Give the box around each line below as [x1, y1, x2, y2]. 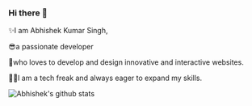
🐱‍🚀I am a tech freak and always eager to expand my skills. [8, 73, 203, 83]
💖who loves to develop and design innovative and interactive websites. [8, 57, 244, 67]
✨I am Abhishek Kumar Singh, [8, 26, 108, 36]
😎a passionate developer [8, 42, 94, 52]
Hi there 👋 [8, 7, 48, 19]
